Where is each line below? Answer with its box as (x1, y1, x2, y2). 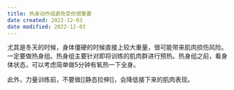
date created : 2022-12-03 (7, 17, 82, 24)
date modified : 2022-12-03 (7, 23, 86, 30)
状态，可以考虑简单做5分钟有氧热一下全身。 (13, 61, 140, 69)
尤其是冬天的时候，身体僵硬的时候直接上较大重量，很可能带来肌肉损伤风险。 (7, 43, 228, 52)
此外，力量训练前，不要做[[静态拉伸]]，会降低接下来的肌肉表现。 (7, 75, 194, 84)
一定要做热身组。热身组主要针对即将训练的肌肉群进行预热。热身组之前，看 (7, 52, 221, 60)
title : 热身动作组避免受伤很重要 (7, 10, 92, 17)
